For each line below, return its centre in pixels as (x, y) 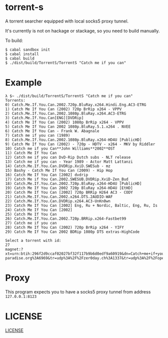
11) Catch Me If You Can (31, 153)
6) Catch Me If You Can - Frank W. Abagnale (52, 131)
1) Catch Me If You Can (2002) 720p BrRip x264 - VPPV (63, 109)
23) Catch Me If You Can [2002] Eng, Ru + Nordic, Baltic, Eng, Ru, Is (81, 205)
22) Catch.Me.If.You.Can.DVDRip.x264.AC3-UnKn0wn (58, 201)
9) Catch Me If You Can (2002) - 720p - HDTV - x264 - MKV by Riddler (80, 144)
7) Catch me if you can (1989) (38, 135)
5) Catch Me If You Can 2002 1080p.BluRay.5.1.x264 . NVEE (68, 127)
